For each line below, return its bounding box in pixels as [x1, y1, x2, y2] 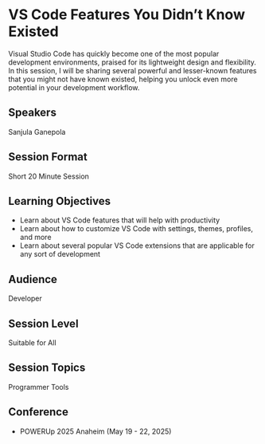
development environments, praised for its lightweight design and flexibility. [8, 57, 257, 67]
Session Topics [8, 361, 86, 375]
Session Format [8, 150, 88, 164]
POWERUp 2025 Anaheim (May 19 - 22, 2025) [19, 426, 172, 436]
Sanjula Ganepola [8, 127, 66, 136]
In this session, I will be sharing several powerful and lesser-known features [8, 65, 257, 75]
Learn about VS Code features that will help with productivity [19, 215, 220, 225]
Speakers [8, 106, 57, 120]
